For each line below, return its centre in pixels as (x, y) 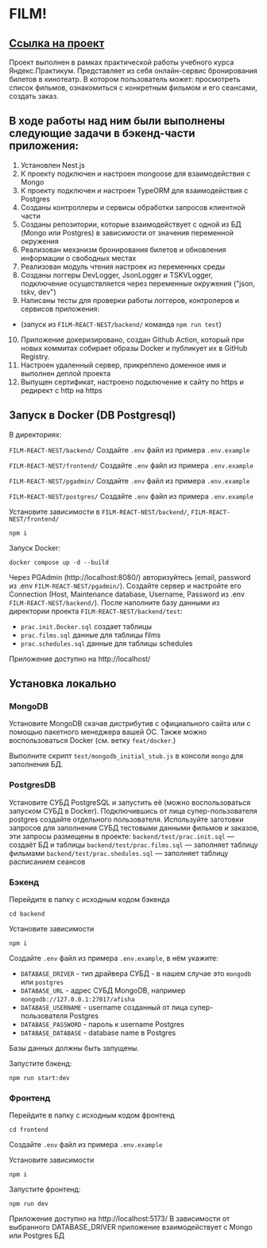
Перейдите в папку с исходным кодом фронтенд (92, 1115)
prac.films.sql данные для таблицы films (91, 635)
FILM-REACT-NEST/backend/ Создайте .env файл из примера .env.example (130, 449)
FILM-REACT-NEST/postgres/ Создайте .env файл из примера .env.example (131, 496)
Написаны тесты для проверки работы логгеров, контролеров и (130, 300)
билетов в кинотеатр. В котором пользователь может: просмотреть (125, 79)
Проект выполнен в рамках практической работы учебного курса (122, 62)
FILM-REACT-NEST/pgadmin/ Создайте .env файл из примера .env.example (130, 480)
